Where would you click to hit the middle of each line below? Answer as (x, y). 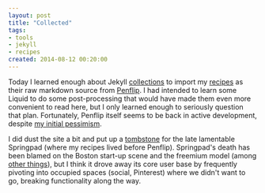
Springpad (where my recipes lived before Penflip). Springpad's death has (129, 147)
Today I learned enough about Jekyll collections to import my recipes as (126, 82)
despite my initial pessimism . (55, 124)
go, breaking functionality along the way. (75, 180)
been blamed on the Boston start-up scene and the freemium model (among (132, 155)
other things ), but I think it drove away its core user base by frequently (123, 164)
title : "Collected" (40, 23)
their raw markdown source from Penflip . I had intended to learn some (123, 90)
